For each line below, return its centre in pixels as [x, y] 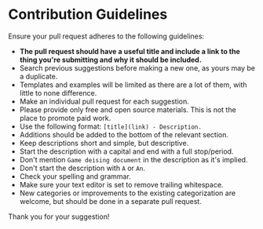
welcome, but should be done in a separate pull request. [110, 201]
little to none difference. [58, 93]
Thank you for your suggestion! [59, 216]
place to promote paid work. [65, 118]
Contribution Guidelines [88, 15]
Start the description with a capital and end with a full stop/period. [126, 151]
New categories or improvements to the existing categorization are [128, 193]
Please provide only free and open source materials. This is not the [128, 109]
